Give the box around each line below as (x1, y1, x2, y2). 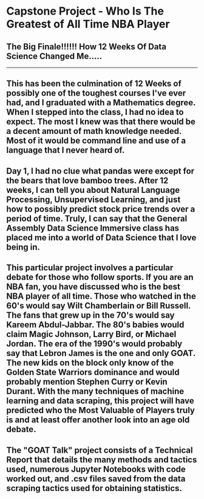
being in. (6, 242, 41, 252)
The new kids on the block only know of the (6, 358, 174, 368)
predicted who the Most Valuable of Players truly (6, 405, 195, 416)
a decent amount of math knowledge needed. (6, 126, 182, 136)
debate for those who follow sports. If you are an (6, 272, 194, 282)
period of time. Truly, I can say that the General (6, 213, 188, 223)
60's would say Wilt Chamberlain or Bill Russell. (6, 301, 191, 311)
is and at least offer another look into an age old (6, 415, 190, 425)
